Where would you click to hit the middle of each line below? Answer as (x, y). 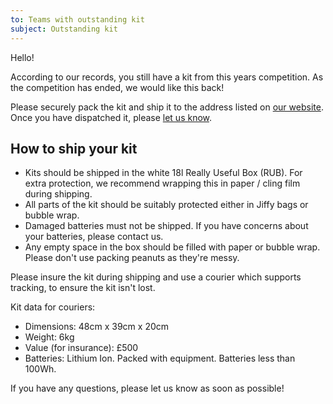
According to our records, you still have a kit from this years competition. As (167, 77)
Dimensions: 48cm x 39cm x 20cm (97, 327)
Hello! (22, 57)
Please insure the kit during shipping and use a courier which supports (156, 277)
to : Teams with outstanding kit (77, 19)
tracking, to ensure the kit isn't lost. (83, 288)
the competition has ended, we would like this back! (117, 87)
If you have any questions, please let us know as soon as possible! (147, 388)
